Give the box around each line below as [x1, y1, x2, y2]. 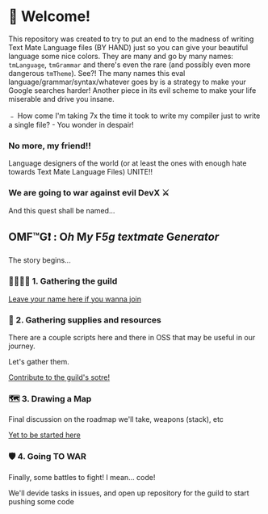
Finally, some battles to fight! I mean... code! [8, 472, 156, 482]
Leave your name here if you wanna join [8, 294, 141, 304]
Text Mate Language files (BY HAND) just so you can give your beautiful [8, 42, 249, 52]
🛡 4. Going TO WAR [8, 451, 87, 462]
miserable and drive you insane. [8, 94, 115, 103]
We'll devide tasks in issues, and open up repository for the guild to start [8, 488, 249, 498]
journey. [8, 341, 36, 351]
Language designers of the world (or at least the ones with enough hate [8, 158, 247, 168]
